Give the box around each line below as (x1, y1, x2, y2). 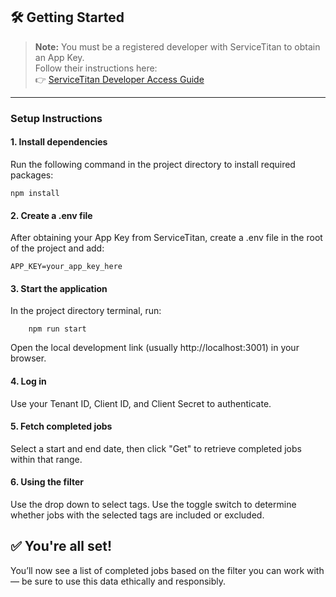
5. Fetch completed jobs (10, 420, 113, 433)
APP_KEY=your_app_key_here (10, 262, 123, 272)
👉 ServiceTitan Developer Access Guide (34, 73, 205, 85)
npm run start (28, 324, 87, 334)
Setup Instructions (10, 111, 103, 125)
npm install (10, 188, 60, 198)
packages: (10, 169, 54, 181)
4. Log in (10, 375, 47, 387)
